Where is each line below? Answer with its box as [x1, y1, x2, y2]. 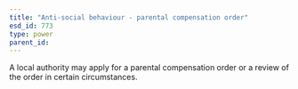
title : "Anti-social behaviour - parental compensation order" [9, 12, 249, 22]
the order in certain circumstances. [9, 72, 138, 83]
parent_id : [9, 37, 50, 47]
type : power [9, 29, 53, 38]
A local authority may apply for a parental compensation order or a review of [9, 62, 289, 73]
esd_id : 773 [9, 21, 53, 30]
